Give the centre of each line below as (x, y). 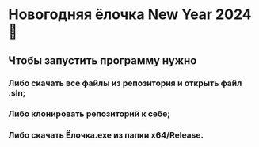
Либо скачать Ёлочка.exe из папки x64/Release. (106, 135)
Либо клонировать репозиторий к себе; (89, 114)
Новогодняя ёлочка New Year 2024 (130, 15)
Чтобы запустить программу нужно (103, 60)
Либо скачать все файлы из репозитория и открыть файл (125, 83)
